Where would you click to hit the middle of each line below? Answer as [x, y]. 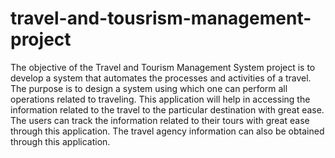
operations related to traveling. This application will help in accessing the [160, 99]
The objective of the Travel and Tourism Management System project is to [163, 67]
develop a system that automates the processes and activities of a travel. [161, 78]
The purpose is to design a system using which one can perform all [149, 88]
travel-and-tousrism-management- [161, 18]
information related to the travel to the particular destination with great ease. [167, 109]
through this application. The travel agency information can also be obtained [167, 131]
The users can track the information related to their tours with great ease [160, 120]
